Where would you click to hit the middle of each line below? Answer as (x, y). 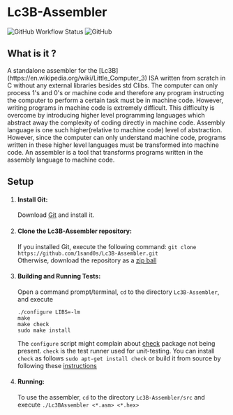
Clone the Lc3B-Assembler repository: (75, 231)
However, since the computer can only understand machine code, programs (117, 137)
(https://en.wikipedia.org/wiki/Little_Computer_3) (77, 78)
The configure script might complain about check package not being (116, 343)
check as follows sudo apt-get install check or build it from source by (119, 358)
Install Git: (32, 199)
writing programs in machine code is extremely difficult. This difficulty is (111, 107)
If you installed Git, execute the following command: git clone (107, 246)
